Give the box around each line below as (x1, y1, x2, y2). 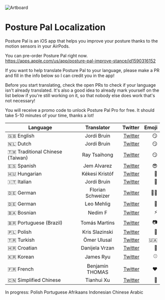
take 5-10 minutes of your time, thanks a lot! (5, 112, 94, 118)
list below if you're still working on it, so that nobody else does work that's (5, 92, 156, 98)
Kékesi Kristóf (82, 170, 114, 177)
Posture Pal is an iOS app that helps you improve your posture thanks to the (5, 38, 158, 44)
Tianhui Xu (85, 276, 110, 283)
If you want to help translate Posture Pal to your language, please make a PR (5, 67, 160, 73)
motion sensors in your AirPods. (5, 43, 70, 49)
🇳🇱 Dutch (7, 140, 32, 147)
